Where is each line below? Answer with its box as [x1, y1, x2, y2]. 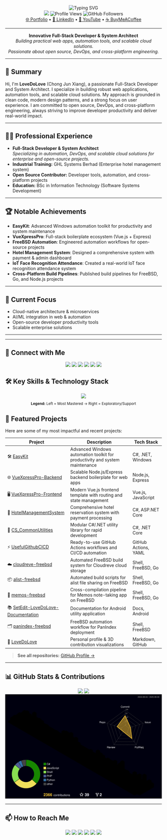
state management [70, 497, 109, 503]
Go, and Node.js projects [12, 276, 64, 282]
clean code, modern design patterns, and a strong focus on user [5, 97, 138, 103]
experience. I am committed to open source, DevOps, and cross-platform [5, 102, 155, 108]
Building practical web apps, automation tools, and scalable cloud [15, 38, 152, 44]
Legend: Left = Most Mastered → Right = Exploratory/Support [30, 401, 137, 406]
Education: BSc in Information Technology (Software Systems [12, 182, 140, 188]
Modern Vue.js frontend [70, 486, 119, 492]
